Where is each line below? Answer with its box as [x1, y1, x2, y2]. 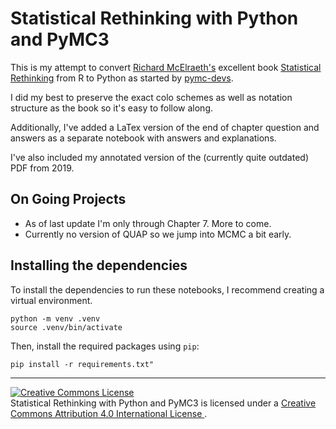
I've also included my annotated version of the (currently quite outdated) [10, 151, 310, 163]
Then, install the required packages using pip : [10, 340, 200, 352]
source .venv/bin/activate [10, 322, 123, 332]
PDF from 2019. [10, 162, 75, 174]
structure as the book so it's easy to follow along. [10, 102, 214, 114]
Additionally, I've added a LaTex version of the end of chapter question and [10, 121, 320, 133]
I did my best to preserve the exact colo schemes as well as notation [10, 91, 293, 103]
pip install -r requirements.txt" [10, 359, 155, 369]
